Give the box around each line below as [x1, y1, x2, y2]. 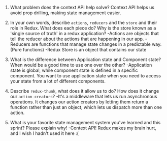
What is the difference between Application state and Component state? [10, 57, 161, 63]
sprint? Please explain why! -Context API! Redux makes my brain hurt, [10, 125, 156, 131]
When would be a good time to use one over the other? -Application [10, 62, 152, 68]
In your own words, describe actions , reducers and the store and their [10, 20, 157, 25]
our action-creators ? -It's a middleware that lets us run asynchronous [10, 94, 157, 99]
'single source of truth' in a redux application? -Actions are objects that [10, 31, 159, 36]
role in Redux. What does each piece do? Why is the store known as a [10, 25, 156, 31]
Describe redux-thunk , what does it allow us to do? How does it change [10, 88, 159, 94]
